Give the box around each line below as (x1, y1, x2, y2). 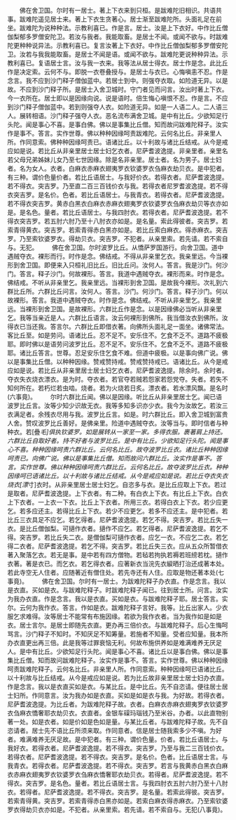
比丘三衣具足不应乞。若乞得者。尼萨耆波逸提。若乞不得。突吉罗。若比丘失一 (7, 516, 228, 523)
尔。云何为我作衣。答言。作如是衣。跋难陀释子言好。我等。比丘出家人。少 (7, 604, 222, 611)
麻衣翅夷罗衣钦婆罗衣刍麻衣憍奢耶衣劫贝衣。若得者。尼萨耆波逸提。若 (19, 770, 222, 779)
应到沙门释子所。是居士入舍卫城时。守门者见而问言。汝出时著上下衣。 (25, 85, 228, 93)
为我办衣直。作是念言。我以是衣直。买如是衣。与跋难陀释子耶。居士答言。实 (7, 594, 228, 603)
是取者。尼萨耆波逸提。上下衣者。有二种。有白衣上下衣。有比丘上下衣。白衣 (7, 489, 228, 497)
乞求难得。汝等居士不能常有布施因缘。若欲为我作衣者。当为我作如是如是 (13, 612, 222, 620)
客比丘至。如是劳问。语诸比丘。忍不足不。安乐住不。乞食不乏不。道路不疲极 (7, 331, 228, 339)
